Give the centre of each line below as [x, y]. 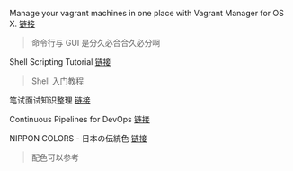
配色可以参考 [55, 157]
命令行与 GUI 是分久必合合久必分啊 [96, 43]
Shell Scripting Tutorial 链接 [60, 62]
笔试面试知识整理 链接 [50, 100]
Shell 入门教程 [57, 81]
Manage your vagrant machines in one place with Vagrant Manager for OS [147, 13]
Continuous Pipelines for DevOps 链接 [80, 119]
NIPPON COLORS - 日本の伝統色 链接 [78, 138]
